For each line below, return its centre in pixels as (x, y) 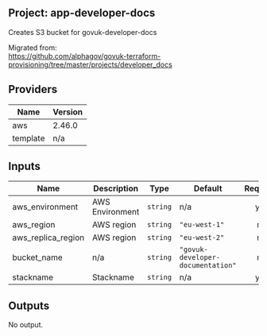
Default (208, 188)
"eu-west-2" (202, 238)
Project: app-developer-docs (82, 13)
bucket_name (37, 257)
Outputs (29, 305)
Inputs (25, 166)
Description (116, 188)
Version (68, 112)
